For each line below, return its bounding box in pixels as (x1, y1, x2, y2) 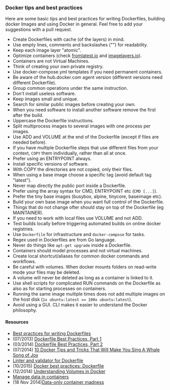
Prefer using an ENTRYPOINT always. (12, 155, 92, 162)
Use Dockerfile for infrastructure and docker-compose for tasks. (12, 231, 146, 238)
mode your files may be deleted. (12, 269, 80, 275)
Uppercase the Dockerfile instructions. (12, 118, 94, 124)
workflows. (12, 258, 37, 265)
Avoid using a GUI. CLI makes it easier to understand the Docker (12, 302, 148, 308)
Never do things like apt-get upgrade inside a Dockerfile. (12, 242, 132, 248)
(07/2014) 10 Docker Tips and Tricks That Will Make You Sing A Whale (12, 346, 160, 353)
